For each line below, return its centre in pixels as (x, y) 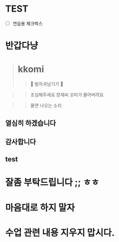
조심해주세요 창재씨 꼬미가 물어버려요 (67, 95)
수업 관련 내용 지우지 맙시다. (60, 233)
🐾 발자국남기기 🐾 (47, 84)
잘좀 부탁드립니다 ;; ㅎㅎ (52, 183)
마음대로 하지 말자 (40, 208)
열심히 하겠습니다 (31, 123)
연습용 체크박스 (28, 23)
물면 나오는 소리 (46, 106)
